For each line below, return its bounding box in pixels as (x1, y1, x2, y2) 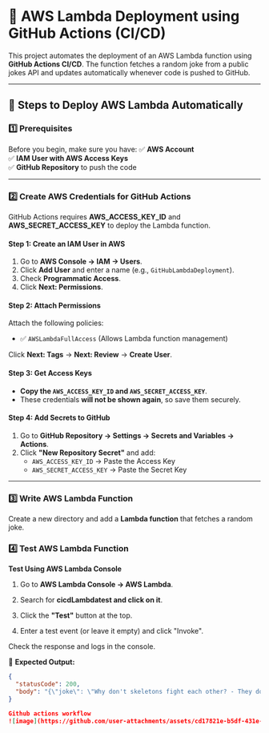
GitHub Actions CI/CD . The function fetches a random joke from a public (8, 59, 249, 69)
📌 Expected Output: (8, 657, 75, 667)
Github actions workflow (8, 709, 91, 718)
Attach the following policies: (8, 318, 104, 328)
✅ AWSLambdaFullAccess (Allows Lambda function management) (19, 334, 228, 344)
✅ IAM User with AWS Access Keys (8, 153, 129, 163)
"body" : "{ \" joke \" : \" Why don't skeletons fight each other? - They (15, 688, 252, 696)
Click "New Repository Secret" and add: (19, 448, 156, 457)
